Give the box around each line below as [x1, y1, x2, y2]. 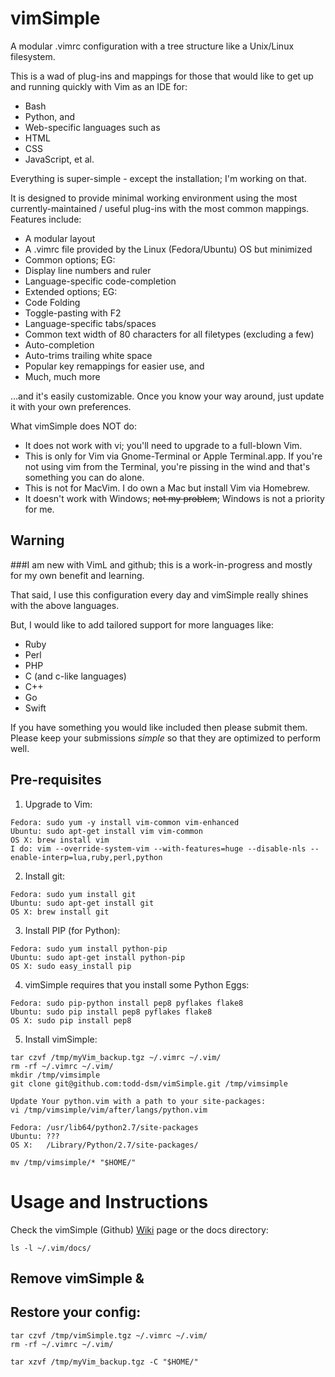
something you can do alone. [24, 471, 145, 483]
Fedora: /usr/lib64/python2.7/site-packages [10, 1122, 199, 1132]
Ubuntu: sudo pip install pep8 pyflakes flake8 [10, 1007, 213, 1017]
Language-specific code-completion [24, 275, 177, 287]
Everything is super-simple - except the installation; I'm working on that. [10, 172, 307, 184]
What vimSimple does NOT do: [10, 420, 137, 432]
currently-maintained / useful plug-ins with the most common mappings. [10, 202, 310, 214]
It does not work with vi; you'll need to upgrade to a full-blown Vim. [24, 439, 303, 451]
